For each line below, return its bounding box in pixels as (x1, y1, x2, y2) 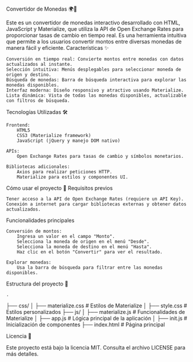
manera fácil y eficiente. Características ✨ (6, 45, 109, 51)
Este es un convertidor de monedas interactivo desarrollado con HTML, (6, 19, 181, 26)
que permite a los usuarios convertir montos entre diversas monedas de (6, 38, 182, 45)
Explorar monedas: (6, 259, 52, 265)
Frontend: (6, 122, 31, 128)
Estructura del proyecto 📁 (6, 280, 69, 287)
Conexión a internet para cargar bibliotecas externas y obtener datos (6, 201, 186, 207)
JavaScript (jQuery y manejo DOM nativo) (17, 138, 120, 144)
